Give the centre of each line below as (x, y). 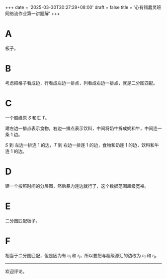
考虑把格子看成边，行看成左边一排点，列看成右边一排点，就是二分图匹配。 (81, 83)
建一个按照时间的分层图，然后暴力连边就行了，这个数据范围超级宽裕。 (77, 186)
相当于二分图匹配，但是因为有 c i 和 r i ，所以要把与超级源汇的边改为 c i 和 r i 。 (82, 256)
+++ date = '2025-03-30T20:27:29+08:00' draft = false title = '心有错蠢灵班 (83, 7)
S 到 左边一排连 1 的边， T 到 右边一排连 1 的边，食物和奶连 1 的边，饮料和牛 (82, 145)
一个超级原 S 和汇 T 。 (27, 118)
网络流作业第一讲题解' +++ (33, 13)
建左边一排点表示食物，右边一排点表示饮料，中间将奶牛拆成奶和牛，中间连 (81, 128)
